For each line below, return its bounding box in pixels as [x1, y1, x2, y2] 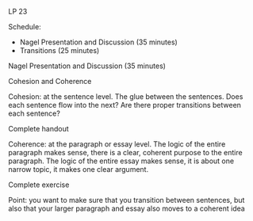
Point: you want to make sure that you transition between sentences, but [8, 196, 245, 204]
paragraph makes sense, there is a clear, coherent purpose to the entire [8, 148, 243, 157]
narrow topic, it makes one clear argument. [8, 165, 149, 173]
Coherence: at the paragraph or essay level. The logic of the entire [8, 139, 226, 149]
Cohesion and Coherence [8, 77, 92, 86]
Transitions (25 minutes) [19, 46, 100, 55]
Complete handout [8, 124, 69, 133]
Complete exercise [8, 180, 70, 189]
